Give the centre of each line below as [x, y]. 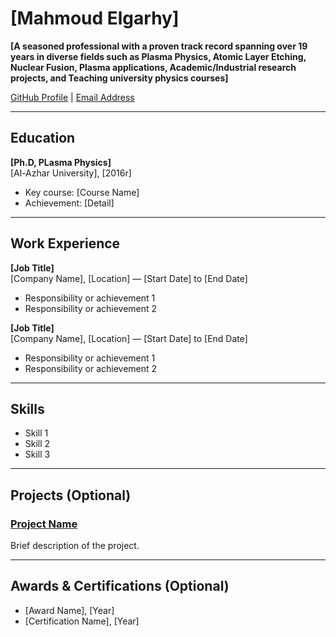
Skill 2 [37, 444]
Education [43, 138]
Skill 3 [37, 454]
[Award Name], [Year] [69, 610]
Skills [27, 408]
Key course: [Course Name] [82, 192]
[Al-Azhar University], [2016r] [71, 173]
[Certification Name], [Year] [82, 621]
